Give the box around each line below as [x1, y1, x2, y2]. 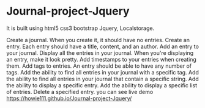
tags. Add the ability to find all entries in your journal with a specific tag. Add [6, 68, 199, 76]
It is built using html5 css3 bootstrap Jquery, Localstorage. [6, 24, 155, 32]
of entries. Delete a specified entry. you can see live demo [6, 88, 154, 95]
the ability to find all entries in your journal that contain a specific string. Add [6, 75, 199, 82]
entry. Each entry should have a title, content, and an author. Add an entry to [6, 43, 199, 50]
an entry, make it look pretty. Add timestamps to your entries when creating [6, 56, 197, 63]
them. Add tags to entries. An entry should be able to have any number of [6, 62, 192, 70]
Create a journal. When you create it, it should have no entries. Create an [6, 36, 190, 43]
